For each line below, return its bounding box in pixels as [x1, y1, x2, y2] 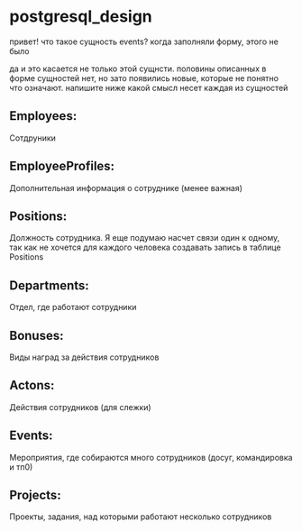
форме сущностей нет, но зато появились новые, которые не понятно [9, 72, 279, 83]
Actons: [9, 378, 55, 393]
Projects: [9, 488, 61, 503]
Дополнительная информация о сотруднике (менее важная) [9, 182, 243, 193]
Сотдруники [9, 133, 57, 143]
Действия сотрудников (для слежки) [9, 401, 151, 412]
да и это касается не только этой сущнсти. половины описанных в [9, 63, 267, 74]
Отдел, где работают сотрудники [9, 302, 137, 313]
